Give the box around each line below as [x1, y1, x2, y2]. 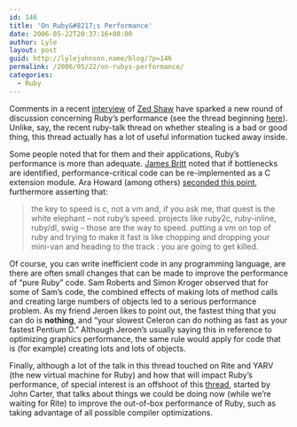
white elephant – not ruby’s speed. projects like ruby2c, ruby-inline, [30, 213, 277, 223]
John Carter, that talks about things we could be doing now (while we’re [9, 388, 272, 399]
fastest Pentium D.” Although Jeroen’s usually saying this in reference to [9, 324, 272, 335]
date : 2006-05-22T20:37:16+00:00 [9, 29, 133, 38]
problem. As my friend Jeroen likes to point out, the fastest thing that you [9, 305, 277, 315]
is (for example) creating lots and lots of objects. [9, 343, 186, 353]
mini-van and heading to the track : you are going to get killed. [30, 241, 259, 252]
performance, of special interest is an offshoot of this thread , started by [9, 378, 271, 390]
